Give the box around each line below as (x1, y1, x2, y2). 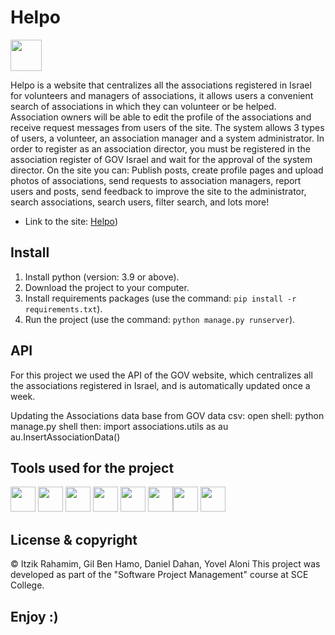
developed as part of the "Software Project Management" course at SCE (10, 569, 309, 581)
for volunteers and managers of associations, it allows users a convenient (10, 89, 314, 101)
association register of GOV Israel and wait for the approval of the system (10, 153, 313, 165)
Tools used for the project (10, 459, 175, 476)
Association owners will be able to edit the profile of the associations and (10, 111, 312, 123)
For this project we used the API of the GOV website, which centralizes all (10, 369, 313, 381)
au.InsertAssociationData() (10, 431, 121, 443)
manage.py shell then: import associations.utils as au (10, 420, 229, 432)
